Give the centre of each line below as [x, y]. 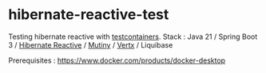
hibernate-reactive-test [89, 15]
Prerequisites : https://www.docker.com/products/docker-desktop [117, 60]
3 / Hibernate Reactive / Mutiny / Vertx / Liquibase [91, 44]
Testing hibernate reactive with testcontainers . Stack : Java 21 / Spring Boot [133, 36]
